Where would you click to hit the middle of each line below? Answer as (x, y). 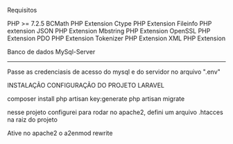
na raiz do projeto (32, 120)
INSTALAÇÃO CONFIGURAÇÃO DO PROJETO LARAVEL (86, 85)
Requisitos (22, 10)
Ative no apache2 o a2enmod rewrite (60, 133)
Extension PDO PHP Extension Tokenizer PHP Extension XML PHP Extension (116, 38)
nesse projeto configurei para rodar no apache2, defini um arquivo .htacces (115, 112)
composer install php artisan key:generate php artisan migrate (96, 99)
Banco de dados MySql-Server (51, 52)
